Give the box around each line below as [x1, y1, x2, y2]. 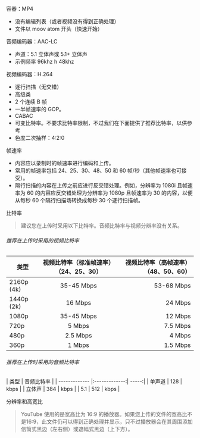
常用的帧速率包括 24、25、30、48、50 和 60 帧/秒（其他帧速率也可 [14, 167, 182, 174]
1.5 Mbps [164, 341, 191, 349]
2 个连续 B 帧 [14, 98, 48, 105]
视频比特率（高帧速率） [124, 258, 191, 267]
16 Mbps [65, 299, 91, 307]
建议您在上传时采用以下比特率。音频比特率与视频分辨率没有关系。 [20, 222, 183, 229]
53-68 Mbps [154, 281, 191, 290]
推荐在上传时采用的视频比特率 [6, 237, 79, 244]
